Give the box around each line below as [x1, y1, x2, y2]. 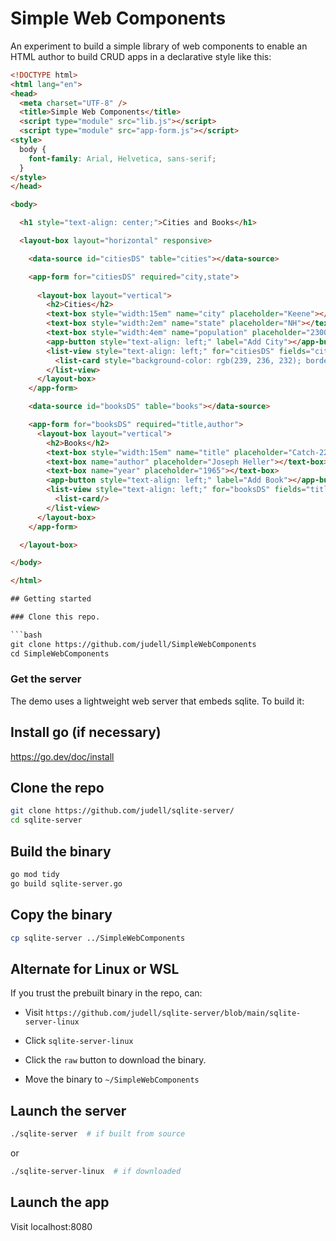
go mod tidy [10, 870, 60, 880]
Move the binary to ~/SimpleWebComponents [24, 1073, 200, 1086]
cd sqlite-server [10, 815, 83, 826]
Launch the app [10, 1194, 110, 1211]
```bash [10, 630, 43, 640]
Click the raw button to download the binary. [24, 1054, 207, 1066]
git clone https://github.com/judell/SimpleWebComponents [10, 639, 257, 649]
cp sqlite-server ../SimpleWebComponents [10, 933, 186, 943]
